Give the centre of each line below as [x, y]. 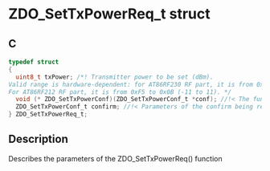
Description [38, 139]
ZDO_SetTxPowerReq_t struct [109, 14]
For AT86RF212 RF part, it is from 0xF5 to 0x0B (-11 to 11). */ [120, 92]
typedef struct [34, 62]
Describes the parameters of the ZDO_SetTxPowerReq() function [115, 158]
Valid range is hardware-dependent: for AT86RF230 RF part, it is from [131, 84]
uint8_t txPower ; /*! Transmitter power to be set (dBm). [115, 77]
